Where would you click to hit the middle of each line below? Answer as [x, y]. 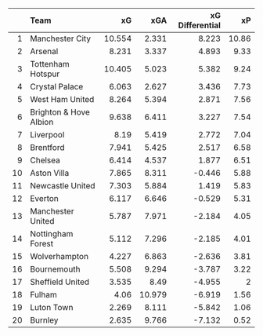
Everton [44, 198]
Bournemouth [55, 269]
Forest [41, 244]
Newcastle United [63, 186]
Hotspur [45, 74]
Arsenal [44, 51]
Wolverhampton [59, 256]
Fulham [43, 295]
